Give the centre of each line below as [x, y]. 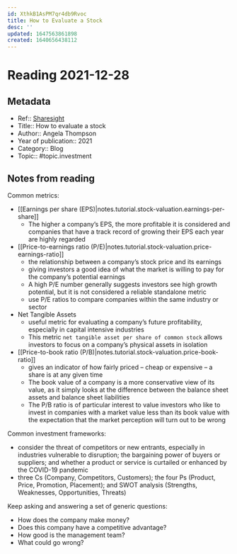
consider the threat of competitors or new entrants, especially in [111, 447]
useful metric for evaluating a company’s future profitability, [115, 322]
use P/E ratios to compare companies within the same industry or [123, 299]
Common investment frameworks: [57, 434]
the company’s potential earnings [77, 276]
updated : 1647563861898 [42, 34]
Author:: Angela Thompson [57, 134]
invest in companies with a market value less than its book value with [129, 412]
